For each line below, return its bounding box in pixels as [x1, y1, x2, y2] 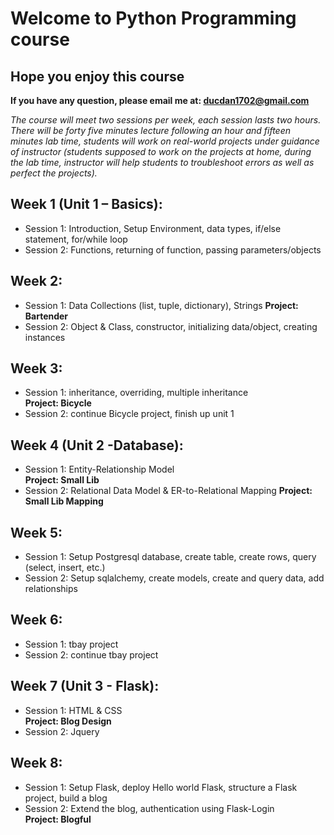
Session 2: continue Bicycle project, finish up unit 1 [24, 408, 235, 420]
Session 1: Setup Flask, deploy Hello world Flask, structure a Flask [24, 781, 298, 793]
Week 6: [10, 612, 63, 629]
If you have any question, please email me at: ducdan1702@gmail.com [10, 95, 310, 106]
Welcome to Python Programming [10, 7, 297, 30]
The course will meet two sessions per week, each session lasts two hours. [10, 114, 322, 126]
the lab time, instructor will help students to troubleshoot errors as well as [10, 157, 315, 168]
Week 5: [10, 524, 63, 541]
